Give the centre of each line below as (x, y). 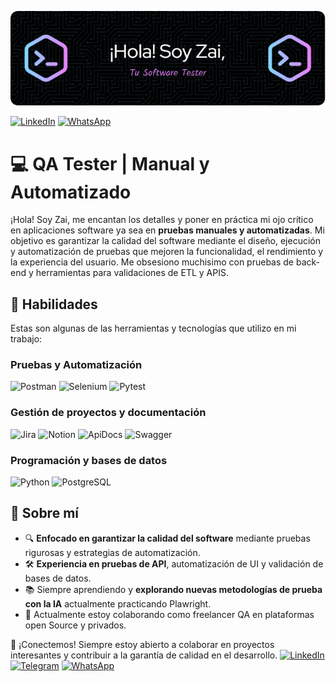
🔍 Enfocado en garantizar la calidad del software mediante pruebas (167, 538)
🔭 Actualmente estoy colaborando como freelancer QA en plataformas (169, 614)
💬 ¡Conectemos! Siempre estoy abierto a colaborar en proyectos (142, 644)
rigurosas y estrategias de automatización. (112, 552)
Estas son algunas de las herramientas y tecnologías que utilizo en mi (153, 328)
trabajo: (26, 339)
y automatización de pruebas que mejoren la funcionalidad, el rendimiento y (167, 252)
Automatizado (71, 192)
